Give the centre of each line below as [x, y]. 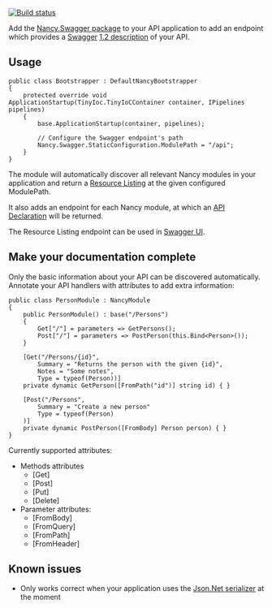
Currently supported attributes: [60, 450]
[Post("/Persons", [54, 399]
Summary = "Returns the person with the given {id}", [130, 364]
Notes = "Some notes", [76, 371]
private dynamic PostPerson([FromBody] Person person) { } [125, 428]
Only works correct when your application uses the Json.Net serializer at [142, 589]
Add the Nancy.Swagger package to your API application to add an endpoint [136, 28]
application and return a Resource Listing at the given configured [117, 183]
